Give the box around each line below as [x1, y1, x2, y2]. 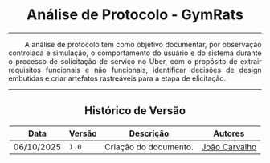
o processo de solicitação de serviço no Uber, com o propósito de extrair [8, 56, 262, 66]
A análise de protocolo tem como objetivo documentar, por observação [24, 39, 262, 49]
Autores [212, 128, 245, 139]
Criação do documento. [104, 141, 194, 153]
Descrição [129, 128, 170, 139]
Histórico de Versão [84, 104, 186, 117]
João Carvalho [201, 141, 257, 153]
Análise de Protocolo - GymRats [27, 6, 243, 24]
